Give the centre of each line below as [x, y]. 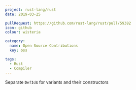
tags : [11, 59]
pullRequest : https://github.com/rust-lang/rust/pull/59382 [68, 23]
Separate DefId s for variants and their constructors [57, 82]
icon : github [18, 28]
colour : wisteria [23, 32]
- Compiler [21, 68]
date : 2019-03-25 [23, 14]
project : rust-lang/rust [31, 10]
